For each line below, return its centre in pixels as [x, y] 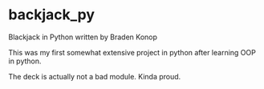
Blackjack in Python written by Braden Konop [83, 37]
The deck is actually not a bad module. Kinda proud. [95, 76]
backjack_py [51, 15]
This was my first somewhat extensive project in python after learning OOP [132, 52]
